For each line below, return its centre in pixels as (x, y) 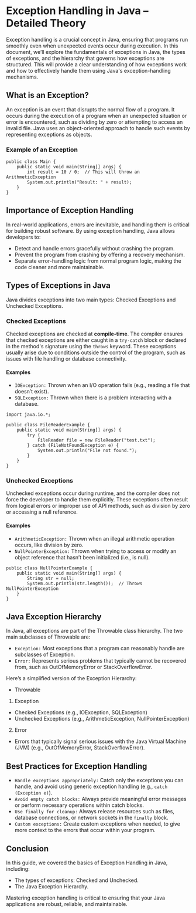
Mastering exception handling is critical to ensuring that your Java (86, 898)
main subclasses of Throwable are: (48, 637)
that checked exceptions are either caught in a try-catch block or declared (97, 340)
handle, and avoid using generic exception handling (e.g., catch (91, 786)
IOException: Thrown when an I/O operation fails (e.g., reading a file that (102, 385)
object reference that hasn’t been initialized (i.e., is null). (82, 557)
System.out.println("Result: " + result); (80, 182)
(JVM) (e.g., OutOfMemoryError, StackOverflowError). (80, 748)
